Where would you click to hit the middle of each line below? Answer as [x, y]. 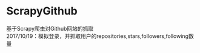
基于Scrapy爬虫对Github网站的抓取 [50, 28]
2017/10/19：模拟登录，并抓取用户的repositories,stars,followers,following [98, 36]
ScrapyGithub [42, 11]
